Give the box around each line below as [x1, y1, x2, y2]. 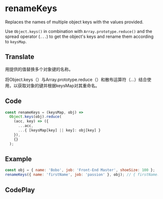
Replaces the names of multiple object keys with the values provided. [5, 19, 144, 25]
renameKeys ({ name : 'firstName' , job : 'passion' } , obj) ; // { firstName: [5, 172, 160, 177]
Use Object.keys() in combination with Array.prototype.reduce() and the [5, 28, 152, 34]
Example [5, 155, 32, 163]
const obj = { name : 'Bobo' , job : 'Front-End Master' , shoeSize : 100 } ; [5, 168, 155, 173]
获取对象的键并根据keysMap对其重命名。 [17, 83, 100, 88]
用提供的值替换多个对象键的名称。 [5, 66, 73, 72]
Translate [5, 53, 34, 61]
